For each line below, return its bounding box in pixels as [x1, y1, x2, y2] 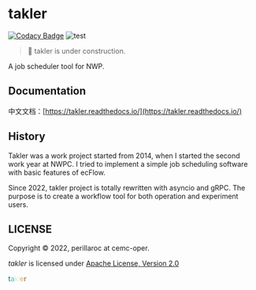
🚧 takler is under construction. [27, 46, 126, 55]
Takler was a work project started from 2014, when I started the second [8, 151, 240, 160]
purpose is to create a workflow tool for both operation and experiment [8, 191, 239, 201]
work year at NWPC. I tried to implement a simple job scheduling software [8, 159, 248, 168]
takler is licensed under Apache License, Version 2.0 [8, 258, 180, 269]
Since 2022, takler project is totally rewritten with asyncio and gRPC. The [8, 183, 246, 192]
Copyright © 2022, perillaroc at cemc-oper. [8, 243, 150, 253]
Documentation [8, 85, 87, 98]
